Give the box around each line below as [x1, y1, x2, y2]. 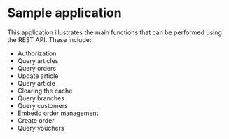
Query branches [17, 93, 65, 102]
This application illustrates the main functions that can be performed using [7, 28, 223, 37]
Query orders [17, 64, 57, 72]
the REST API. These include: [7, 35, 92, 44]
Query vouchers [17, 124, 64, 132]
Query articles [17, 56, 59, 65]
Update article [17, 72, 59, 80]
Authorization [17, 49, 57, 58]
